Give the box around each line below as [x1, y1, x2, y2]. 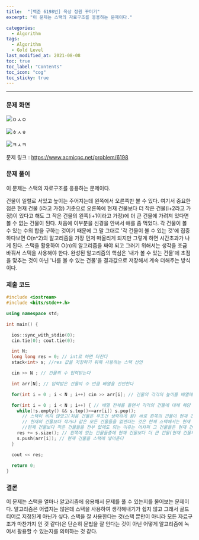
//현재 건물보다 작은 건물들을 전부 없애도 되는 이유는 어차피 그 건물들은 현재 [21, 425, 187, 431]
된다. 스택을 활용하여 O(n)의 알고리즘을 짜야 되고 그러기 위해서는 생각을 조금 [12, 241, 188, 249]
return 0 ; [11, 463, 36, 469]
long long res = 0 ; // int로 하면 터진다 [11, 354, 108, 360]
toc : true [6, 58, 31, 64]
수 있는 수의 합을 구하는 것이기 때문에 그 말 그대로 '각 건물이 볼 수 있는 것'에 [6, 227, 179, 234]
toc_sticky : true [6, 75, 49, 81]
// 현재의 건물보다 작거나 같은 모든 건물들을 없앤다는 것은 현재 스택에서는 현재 [21, 419, 191, 425]
